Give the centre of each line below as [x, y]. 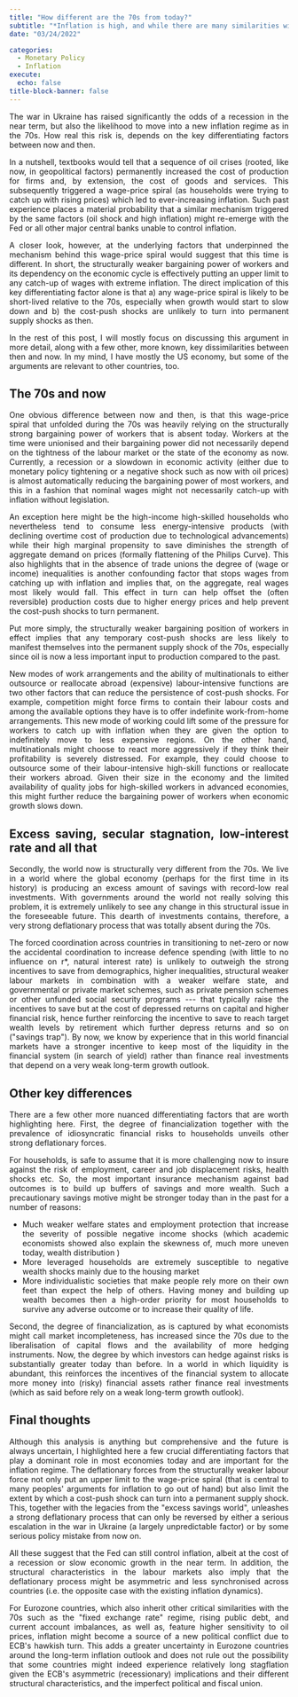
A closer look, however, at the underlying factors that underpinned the [149, 245]
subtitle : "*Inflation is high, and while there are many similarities [144, 26]
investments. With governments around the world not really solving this [149, 898]
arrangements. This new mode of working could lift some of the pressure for [149, 721]
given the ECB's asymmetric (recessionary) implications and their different [149, 1674]
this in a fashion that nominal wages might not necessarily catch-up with [149, 491]
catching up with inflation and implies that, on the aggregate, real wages [149, 583]
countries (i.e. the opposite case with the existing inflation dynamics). [136, 1591]
